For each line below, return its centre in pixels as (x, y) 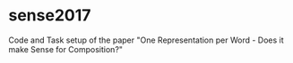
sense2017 (50, 16)
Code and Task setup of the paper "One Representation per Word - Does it (146, 40)
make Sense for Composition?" (65, 49)
